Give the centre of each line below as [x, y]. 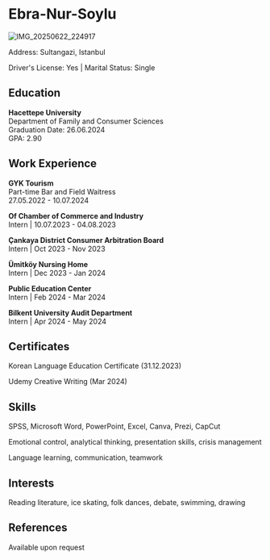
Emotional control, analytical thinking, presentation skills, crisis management [135, 442]
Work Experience [53, 163]
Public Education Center [50, 288]
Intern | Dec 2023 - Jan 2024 [57, 273]
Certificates [39, 347]
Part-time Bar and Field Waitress [62, 191]
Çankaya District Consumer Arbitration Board [86, 240]
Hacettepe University [45, 112]
